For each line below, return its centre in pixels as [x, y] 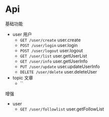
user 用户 [22, 34]
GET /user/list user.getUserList [53, 55]
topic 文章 [23, 77]
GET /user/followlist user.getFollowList [62, 109]
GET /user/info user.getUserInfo [54, 61]
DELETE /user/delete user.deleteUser [58, 71]
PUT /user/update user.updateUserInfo [60, 66]
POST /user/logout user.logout [51, 50]
